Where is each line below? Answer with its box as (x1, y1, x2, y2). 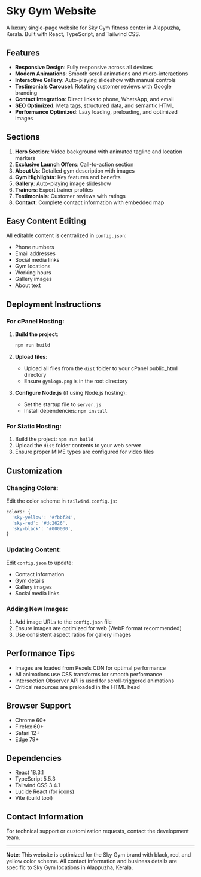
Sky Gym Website (6, 4, 97, 18)
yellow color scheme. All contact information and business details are (6, 858, 178, 865)
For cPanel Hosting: (6, 317, 65, 325)
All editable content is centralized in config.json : (6, 232, 127, 239)
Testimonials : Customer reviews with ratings (14, 192, 126, 199)
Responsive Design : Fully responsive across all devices (14, 63, 153, 71)
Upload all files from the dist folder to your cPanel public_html (23, 364, 178, 372)
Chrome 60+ (14, 716, 47, 724)
